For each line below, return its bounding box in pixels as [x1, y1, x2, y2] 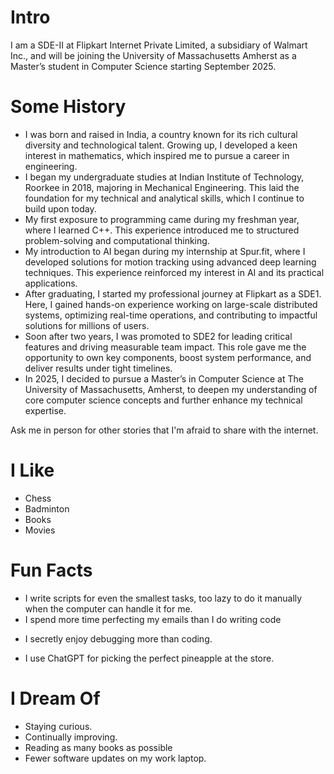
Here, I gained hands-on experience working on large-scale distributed [24, 298, 318, 310]
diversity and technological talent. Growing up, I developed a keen [24, 139, 298, 151]
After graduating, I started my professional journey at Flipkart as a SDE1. [24, 287, 322, 300]
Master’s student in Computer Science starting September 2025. [10, 60, 277, 72]
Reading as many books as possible [24, 741, 173, 753]
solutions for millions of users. [24, 319, 150, 331]
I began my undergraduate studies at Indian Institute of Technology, [24, 171, 305, 183]
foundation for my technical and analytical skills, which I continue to [24, 192, 305, 204]
